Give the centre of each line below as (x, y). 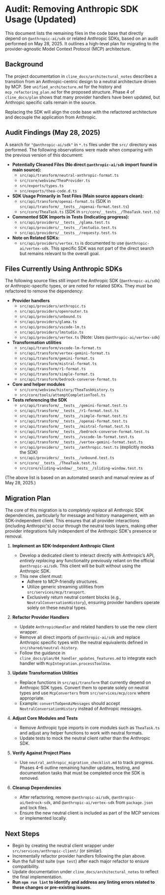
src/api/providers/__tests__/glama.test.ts (65, 223)
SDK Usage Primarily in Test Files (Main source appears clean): (78, 196)
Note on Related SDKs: (36, 238)
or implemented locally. (43, 818)
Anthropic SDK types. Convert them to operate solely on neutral (84, 688)
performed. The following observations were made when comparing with (79, 150)
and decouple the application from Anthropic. (51, 117)
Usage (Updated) (41, 19)
